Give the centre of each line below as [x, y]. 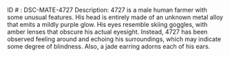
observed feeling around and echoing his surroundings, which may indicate [114, 39]
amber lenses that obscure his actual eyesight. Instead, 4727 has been [107, 32]
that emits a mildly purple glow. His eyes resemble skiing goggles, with [107, 24]
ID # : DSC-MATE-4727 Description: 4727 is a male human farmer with [107, 10]
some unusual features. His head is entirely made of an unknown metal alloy [115, 17]
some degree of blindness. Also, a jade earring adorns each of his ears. [109, 46]
